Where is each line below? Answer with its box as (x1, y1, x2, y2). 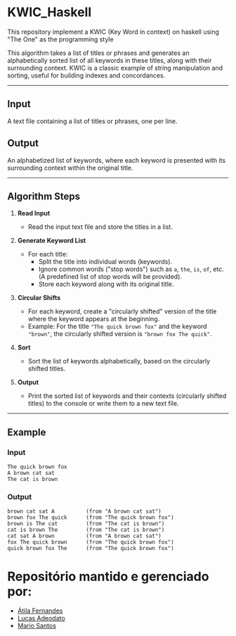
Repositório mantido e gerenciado (7, 568, 209, 585)
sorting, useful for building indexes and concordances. (7, 71, 166, 80)
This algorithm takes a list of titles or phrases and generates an (7, 49, 190, 57)
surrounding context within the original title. (7, 163, 133, 172)
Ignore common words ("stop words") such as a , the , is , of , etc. (38, 265, 225, 273)
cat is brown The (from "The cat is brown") (7, 526, 165, 534)
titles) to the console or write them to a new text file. (27, 399, 179, 408)
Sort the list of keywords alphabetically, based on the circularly (27, 357, 211, 366)
